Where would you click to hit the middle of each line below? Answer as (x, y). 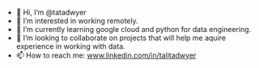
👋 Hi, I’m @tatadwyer (51, 12)
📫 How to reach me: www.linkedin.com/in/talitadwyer (106, 55)
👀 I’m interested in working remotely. (77, 21)
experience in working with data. (70, 46)
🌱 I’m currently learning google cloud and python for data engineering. (134, 29)
